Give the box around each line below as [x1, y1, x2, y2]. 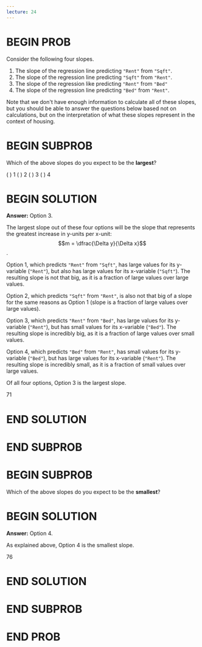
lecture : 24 [6, 9, 37, 15]
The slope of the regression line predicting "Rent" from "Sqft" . [15, 67, 172, 74]
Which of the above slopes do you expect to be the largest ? [6, 159, 157, 166]
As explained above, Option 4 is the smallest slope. [6, 541, 134, 548]
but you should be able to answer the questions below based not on [6, 105, 176, 112]
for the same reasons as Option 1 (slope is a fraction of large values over [6, 299, 189, 306]
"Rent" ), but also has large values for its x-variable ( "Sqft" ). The [29, 268, 190, 275]
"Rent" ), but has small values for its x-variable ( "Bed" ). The [29, 323, 176, 331]
